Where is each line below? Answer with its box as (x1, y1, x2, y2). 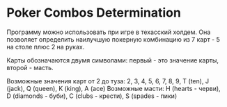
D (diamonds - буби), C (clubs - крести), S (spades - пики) (6, 92, 178, 100)
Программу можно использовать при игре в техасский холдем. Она (6, 28, 211, 36)
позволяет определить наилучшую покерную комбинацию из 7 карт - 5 (6, 35, 221, 43)
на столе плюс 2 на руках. (6, 42, 85, 51)
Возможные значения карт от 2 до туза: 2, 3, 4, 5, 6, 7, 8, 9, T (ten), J (6, 76, 210, 85)
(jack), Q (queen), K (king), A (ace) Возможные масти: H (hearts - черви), (6, 84, 221, 92)
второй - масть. (6, 63, 54, 72)
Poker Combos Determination (6, 5, 182, 21)
